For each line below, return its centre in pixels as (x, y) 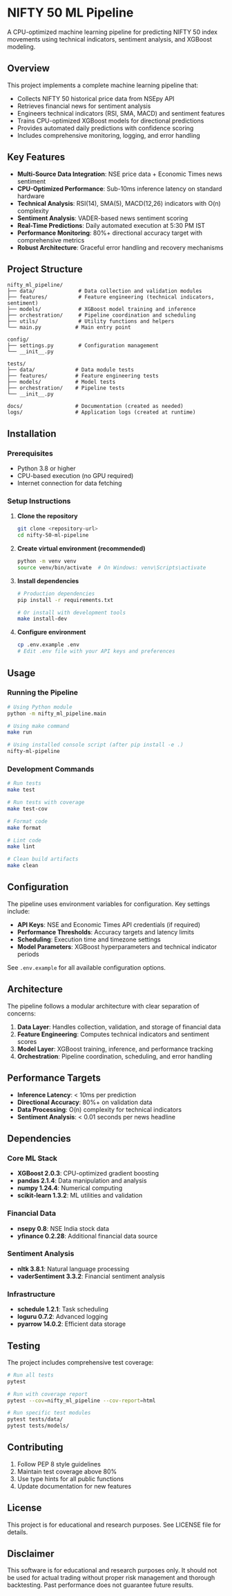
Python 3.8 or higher (46, 468)
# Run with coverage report (48, 1394)
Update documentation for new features (74, 1486)
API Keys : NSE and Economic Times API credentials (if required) (109, 924)
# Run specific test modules (49, 1413)
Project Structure (45, 269)
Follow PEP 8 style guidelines (59, 1464)
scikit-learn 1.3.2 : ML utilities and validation (80, 1196)
